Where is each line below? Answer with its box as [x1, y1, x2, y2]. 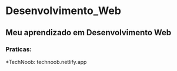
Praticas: [5, 45, 32, 53]
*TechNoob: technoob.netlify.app [5, 58, 87, 65]
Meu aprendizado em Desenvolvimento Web [5, 28, 172, 38]
